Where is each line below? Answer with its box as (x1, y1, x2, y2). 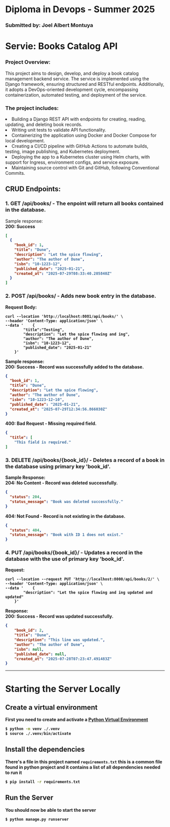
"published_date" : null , (14, 652, 67, 657)
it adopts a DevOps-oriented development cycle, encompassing (5, 86, 138, 93)
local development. (5, 137, 45, 143)
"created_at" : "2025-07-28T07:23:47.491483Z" (14, 656, 112, 661)
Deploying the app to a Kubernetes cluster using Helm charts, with (12, 154, 150, 160)
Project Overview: (5, 58, 51, 66)
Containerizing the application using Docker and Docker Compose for (12, 132, 157, 138)
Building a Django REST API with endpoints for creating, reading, (12, 116, 146, 122)
